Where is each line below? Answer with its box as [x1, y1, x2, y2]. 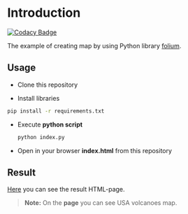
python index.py [17, 134, 65, 141]
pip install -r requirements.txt [7, 107, 105, 115]
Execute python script [17, 120, 82, 129]
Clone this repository [17, 80, 78, 89]
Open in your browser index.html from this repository [17, 146, 173, 155]
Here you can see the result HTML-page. [7, 185, 125, 194]
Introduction [7, 5, 81, 21]
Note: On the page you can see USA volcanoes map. [24, 199, 178, 207]
